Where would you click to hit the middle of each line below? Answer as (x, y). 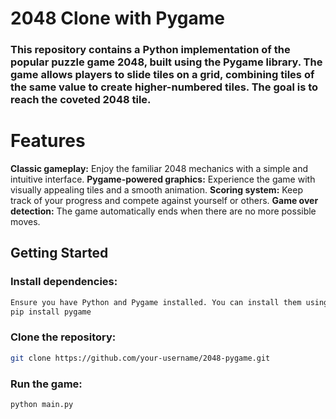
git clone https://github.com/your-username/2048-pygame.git (140, 358)
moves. (25, 222)
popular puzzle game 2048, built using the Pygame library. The (166, 62)
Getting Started (59, 253)
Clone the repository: (63, 337)
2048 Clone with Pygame (117, 18)
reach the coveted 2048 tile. (81, 100)
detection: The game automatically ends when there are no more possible (163, 211)
